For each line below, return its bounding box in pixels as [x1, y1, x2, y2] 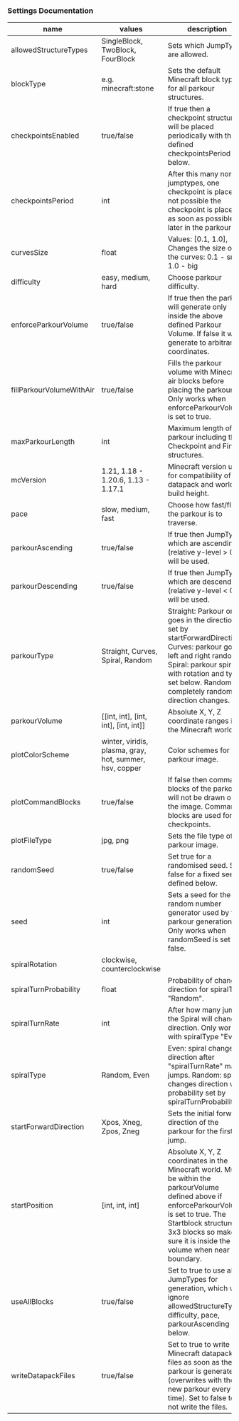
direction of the [167, 1118, 219, 1128]
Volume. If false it [167, 329, 225, 339]
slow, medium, [101, 505, 150, 515]
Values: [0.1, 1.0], [167, 234, 228, 244]
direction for [167, 984, 209, 994]
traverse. [167, 518, 198, 528]
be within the [167, 1173, 211, 1183]
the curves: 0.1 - [167, 252, 225, 262]
